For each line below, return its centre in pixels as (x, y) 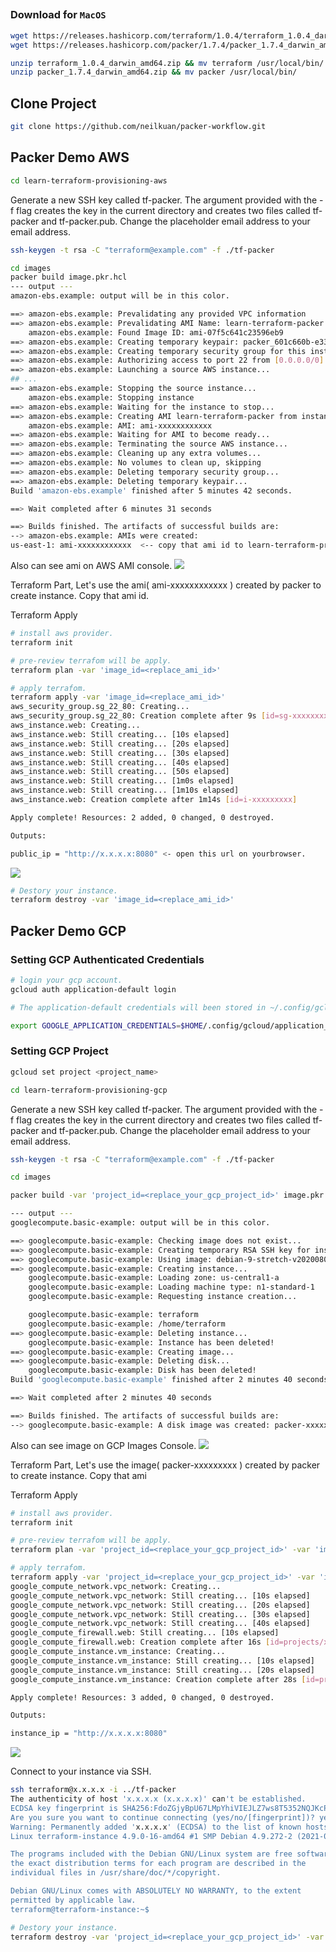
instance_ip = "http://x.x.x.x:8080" (89, 1734)
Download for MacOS (58, 15)
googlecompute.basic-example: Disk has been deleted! (142, 1370)
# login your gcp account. (66, 980)
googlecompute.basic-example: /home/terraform (127, 1324)
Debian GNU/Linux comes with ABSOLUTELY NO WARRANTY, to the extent (156, 1891)
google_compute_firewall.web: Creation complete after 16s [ (140, 1642)
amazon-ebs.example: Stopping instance (111, 397)
